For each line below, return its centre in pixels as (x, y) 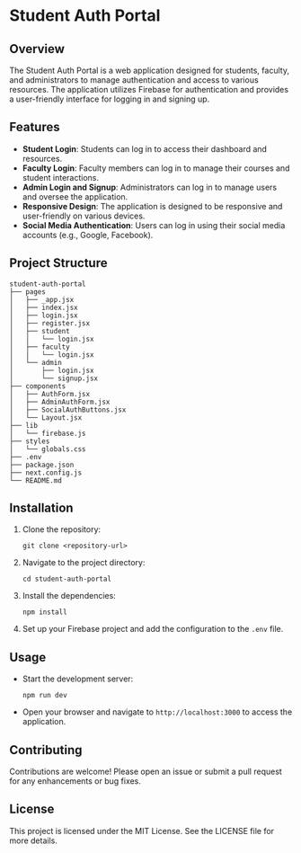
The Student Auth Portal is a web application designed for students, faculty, (150, 70)
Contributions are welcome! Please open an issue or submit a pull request (146, 772)
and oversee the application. (75, 196)
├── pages (28, 292)
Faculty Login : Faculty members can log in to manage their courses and (156, 168)
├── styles (30, 441)
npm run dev (44, 696)
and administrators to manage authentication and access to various (134, 80)
